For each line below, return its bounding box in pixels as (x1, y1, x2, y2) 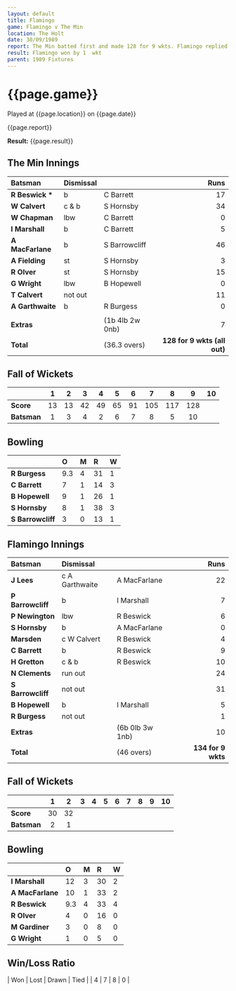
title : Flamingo (7, 17, 55, 24)
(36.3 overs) (103, 340, 145, 350)
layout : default (7, 10, 55, 18)
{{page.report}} (7, 123, 53, 131)
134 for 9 (192, 742, 225, 752)
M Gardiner (11, 921, 50, 931)
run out (61, 668, 86, 678)
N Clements (11, 668, 51, 678)
